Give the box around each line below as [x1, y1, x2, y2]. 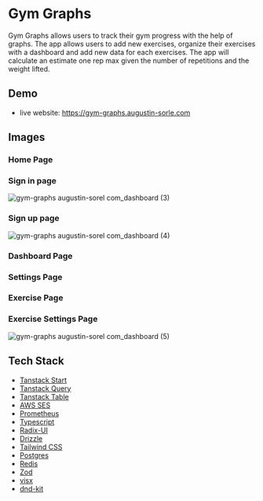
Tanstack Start [19, 375, 68, 385]
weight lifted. [8, 64, 50, 73]
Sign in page [8, 175, 57, 186]
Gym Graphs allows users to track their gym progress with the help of [8, 31, 233, 40]
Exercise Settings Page [8, 314, 98, 325]
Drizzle [19, 433, 43, 443]
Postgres [19, 450, 49, 460]
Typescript [19, 417, 55, 426]
